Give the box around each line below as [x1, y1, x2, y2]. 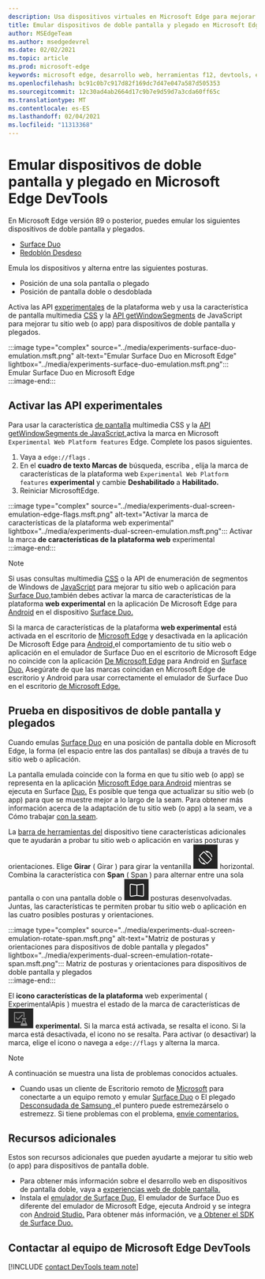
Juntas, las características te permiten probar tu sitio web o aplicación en [8, 901, 247, 911]
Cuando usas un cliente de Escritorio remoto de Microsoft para [19, 1083, 225, 1093]
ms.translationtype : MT [8, 96, 87, 104]
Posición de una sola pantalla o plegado [19, 278, 150, 288]
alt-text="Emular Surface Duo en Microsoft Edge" [76, 351, 237, 360]
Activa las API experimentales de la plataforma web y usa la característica [8, 302, 248, 311]
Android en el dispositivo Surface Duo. [8, 607, 134, 616]
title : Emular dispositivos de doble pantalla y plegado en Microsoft [8, 21, 245, 29]
